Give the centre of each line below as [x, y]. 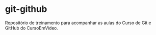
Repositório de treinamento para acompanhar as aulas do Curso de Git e [78, 23]
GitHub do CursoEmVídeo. [32, 28]
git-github [26, 9]
